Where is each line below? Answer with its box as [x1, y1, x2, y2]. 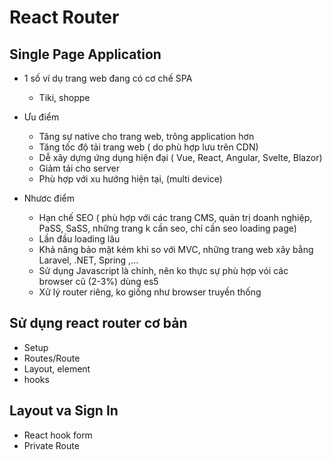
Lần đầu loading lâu [38, 233, 121, 245]
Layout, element [23, 362, 91, 375]
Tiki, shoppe [38, 92, 91, 103]
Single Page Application [9, 46, 162, 63]
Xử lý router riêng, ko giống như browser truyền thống [38, 286, 262, 298]
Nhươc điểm [23, 192, 75, 204]
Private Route [23, 439, 80, 451]
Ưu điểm [23, 111, 60, 123]
